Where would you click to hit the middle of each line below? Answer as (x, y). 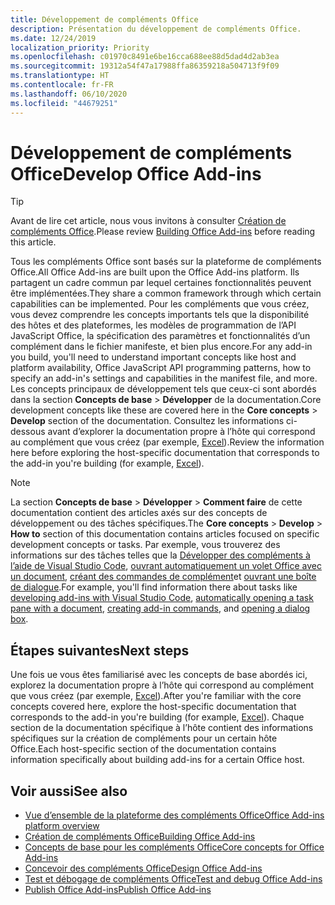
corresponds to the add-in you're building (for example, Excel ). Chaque (157, 717)
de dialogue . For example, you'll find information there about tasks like (154, 587)
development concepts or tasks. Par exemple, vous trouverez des (145, 545)
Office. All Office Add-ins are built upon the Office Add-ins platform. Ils (155, 272)
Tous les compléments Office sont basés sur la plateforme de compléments (166, 262)
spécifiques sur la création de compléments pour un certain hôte (144, 738)
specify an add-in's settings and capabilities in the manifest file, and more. (164, 378)
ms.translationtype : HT (60, 76)
